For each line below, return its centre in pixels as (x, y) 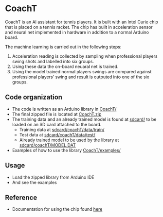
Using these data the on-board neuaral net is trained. (65, 67)
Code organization (34, 97)
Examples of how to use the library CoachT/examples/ (66, 150)
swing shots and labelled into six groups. (53, 61)
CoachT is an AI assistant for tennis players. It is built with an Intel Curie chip (81, 22)
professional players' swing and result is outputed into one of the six (81, 77)
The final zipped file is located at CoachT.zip (57, 114)
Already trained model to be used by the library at (69, 140)
